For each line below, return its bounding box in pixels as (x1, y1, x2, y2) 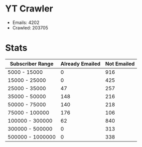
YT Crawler (5, 3, 53, 14)
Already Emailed (60, 60, 101, 67)
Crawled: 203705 (12, 24, 48, 30)
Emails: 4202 (12, 19, 40, 25)
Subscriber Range (9, 60, 54, 67)
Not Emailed (105, 60, 135, 67)
